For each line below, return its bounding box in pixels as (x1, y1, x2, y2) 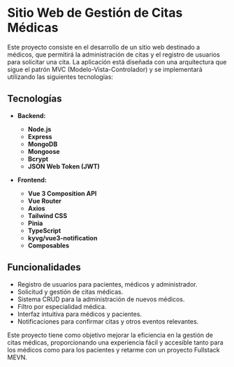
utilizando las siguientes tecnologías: (7, 72, 114, 81)
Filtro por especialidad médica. (17, 302, 107, 310)
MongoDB (27, 140, 58, 148)
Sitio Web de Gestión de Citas (7, 5, 183, 21)
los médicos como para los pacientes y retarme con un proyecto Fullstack (7, 345, 220, 354)
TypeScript (27, 226, 61, 235)
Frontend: (17, 175, 47, 184)
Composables (27, 241, 70, 250)
